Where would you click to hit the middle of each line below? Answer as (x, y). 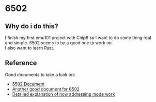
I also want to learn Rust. (30, 48)
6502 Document (28, 84)
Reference (21, 63)
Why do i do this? (31, 26)
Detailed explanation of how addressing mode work (63, 94)
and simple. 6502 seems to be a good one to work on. (59, 43)
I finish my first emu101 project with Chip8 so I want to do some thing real (78, 38)
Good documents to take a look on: (40, 75)
